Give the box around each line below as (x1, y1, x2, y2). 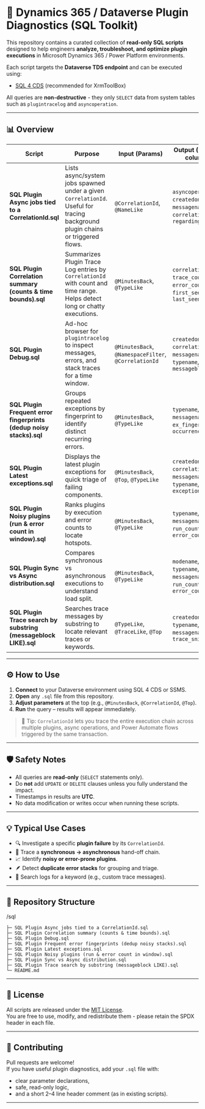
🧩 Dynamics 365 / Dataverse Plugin (6, 5, 189, 20)
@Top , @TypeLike (115, 475, 159, 483)
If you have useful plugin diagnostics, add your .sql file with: (6, 1065, 160, 1072)
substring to (65, 620, 99, 628)
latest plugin (65, 459, 101, 468)
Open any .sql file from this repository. (15, 692, 114, 700)
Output (173, 145, 195, 154)
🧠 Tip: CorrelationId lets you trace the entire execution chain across (21, 717, 194, 725)
